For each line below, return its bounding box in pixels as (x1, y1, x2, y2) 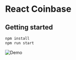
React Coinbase (5, 3, 72, 15)
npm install (5, 36, 30, 41)
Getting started (5, 23, 53, 31)
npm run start (5, 40, 35, 45)
